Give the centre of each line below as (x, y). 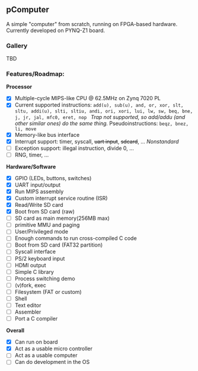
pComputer (28, 10)
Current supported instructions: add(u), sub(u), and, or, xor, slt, (99, 105)
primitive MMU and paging (47, 225)
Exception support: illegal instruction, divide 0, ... (74, 148)
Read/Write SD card (39, 205)
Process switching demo (45, 279)
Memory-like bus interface (47, 135)
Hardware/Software (31, 167)
